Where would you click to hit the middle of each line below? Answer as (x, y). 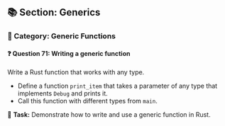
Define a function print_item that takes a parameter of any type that (117, 86)
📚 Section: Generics (54, 12)
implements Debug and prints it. (62, 93)
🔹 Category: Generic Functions (61, 36)
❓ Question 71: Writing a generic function (69, 53)
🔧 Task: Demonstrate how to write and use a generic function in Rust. (109, 114)
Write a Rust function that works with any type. (76, 72)
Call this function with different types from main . (87, 101)
